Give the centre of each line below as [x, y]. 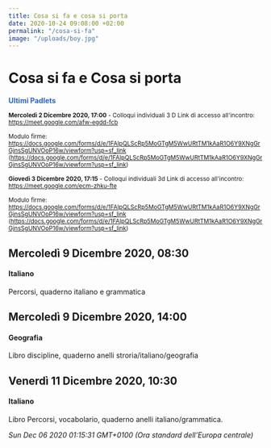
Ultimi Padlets [32, 101]
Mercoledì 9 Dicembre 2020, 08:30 [99, 253]
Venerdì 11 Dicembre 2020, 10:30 [93, 381]
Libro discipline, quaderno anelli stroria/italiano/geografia [104, 355]
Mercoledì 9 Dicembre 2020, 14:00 [98, 317]
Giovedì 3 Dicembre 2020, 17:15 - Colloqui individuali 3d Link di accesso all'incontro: [126, 179]
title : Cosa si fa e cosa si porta [68, 16]
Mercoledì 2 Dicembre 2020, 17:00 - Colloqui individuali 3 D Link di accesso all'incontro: [132, 115]
